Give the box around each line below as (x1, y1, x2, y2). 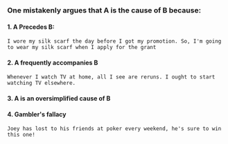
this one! (7, 132, 36, 138)
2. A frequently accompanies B (7, 58, 98, 67)
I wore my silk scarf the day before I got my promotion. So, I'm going (7, 38, 222, 45)
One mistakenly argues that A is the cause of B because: (7, 6, 202, 15)
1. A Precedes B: (7, 23, 55, 31)
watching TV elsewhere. (7, 80, 76, 87)
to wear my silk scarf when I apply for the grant (7, 44, 157, 51)
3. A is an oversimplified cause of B (7, 94, 111, 102)
